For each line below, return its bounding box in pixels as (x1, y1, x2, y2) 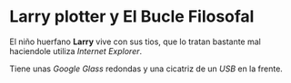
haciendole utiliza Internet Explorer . (9, 45, 143, 56)
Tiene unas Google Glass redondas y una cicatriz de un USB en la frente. (9, 63, 284, 74)
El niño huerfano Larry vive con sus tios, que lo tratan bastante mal (9, 36, 261, 47)
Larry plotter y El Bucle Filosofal (9, 6, 255, 27)
